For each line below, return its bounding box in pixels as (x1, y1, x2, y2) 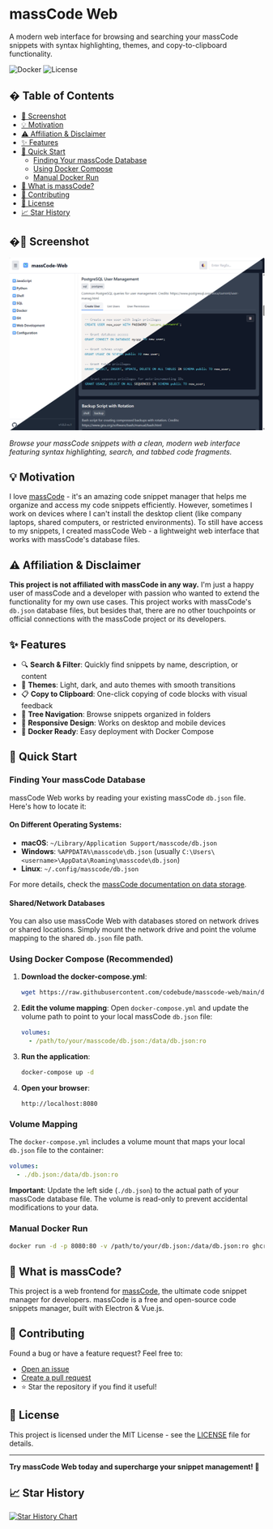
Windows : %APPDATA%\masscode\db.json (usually (20, 846, 181, 856)
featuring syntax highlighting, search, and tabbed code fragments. (9, 446, 232, 456)
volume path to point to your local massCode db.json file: (20, 1012, 213, 1022)
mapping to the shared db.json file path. (9, 933, 144, 943)
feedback (20, 701, 53, 711)
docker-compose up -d (20, 1069, 94, 1077)
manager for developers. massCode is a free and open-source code (9, 1295, 237, 1305)
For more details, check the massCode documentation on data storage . (9, 879, 247, 889)
